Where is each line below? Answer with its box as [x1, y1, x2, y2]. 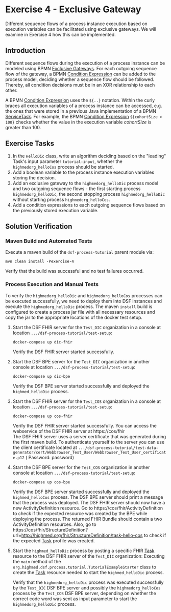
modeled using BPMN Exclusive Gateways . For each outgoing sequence [5, 65, 157, 71]
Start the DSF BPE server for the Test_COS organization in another [12, 464, 150, 470]
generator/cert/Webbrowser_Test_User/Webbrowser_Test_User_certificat [12, 450, 166, 455]
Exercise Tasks [5, 139, 55, 148]
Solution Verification [5, 222, 72, 231]
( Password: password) [25, 454, 75, 460]
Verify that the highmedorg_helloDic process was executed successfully [12, 579, 164, 585]
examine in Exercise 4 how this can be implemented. [5, 31, 116, 37]
